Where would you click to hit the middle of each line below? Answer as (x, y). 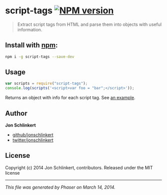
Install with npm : (32, 45)
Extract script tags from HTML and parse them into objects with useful (89, 24)
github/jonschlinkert (33, 135)
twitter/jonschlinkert (33, 140)
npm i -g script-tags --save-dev (40, 57)
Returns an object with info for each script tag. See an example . (70, 98)
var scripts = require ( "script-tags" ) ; (46, 84)
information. (30, 29)
